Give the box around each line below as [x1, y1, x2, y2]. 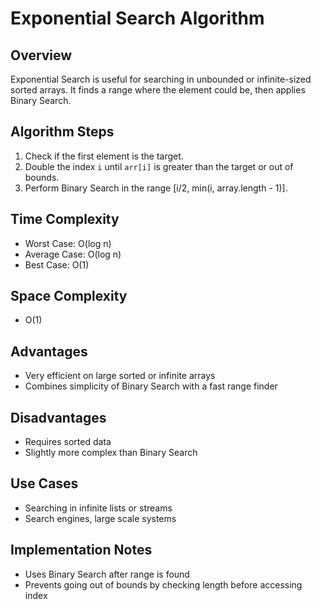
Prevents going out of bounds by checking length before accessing [24, 578, 303, 591]
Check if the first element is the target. [24, 150, 184, 162]
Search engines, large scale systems [24, 512, 177, 524]
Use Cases [10, 475, 79, 492]
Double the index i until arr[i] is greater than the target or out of [24, 160, 294, 172]
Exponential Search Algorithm [10, 7, 265, 30]
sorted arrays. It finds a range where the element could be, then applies [10, 84, 306, 96]
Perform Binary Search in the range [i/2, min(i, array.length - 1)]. [24, 182, 288, 194]
